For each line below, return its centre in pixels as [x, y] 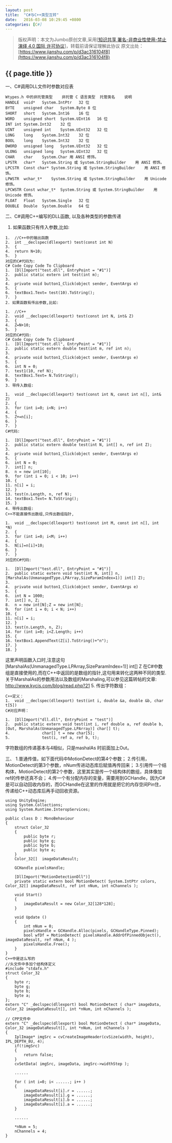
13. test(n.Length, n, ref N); [39, 494]
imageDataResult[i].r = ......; [58, 1091]
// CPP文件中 [18, 1019]
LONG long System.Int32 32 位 [47, 135]
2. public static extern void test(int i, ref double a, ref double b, [84, 724]
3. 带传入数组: [20, 385]
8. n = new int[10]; [28, 472]
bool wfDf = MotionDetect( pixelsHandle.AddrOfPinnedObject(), [92, 935]
